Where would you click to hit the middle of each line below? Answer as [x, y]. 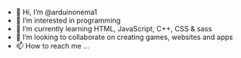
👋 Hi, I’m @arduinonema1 [56, 12]
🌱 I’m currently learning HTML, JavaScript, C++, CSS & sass [114, 29]
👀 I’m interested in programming [68, 20]
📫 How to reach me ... [52, 46]
